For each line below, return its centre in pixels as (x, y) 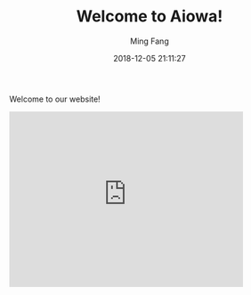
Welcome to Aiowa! (150, 16)
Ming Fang (150, 41)
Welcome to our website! (55, 99)
